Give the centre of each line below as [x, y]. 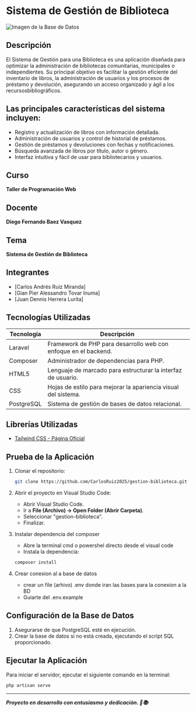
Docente [22, 208]
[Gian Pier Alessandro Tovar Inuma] [57, 293]
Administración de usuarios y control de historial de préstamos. [91, 138]
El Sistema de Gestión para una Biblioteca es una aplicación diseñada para [96, 59]
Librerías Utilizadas [42, 425]
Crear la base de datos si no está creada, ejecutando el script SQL [94, 636]
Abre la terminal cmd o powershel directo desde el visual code [98, 545]
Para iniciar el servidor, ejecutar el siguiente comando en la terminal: [88, 675]
